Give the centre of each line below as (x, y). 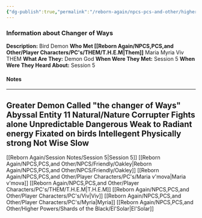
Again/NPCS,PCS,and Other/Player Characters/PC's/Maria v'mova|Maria (96, 176)
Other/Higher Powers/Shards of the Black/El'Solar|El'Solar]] (80, 208)
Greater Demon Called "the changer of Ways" (94, 105)
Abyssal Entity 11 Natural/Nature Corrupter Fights (101, 115)
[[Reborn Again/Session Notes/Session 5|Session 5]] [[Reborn (83, 157)
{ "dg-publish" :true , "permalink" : (48, 12)
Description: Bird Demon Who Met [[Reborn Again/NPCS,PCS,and (90, 46)
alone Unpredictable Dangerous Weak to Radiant (99, 124)
